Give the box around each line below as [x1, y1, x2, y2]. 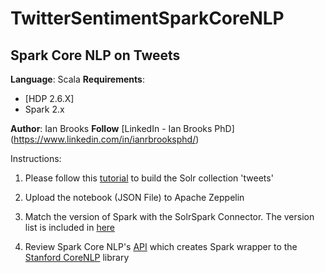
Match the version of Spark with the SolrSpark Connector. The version [24, 211, 315, 222]
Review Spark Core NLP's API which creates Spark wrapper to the [24, 241, 298, 252]
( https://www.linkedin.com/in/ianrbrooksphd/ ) [10, 133, 200, 145]
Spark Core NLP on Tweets [10, 47, 181, 64]
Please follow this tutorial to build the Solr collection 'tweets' [24, 172, 274, 184]
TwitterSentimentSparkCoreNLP [10, 7, 285, 30]
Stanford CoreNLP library [24, 252, 130, 263]
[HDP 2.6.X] [24, 93, 75, 104]
